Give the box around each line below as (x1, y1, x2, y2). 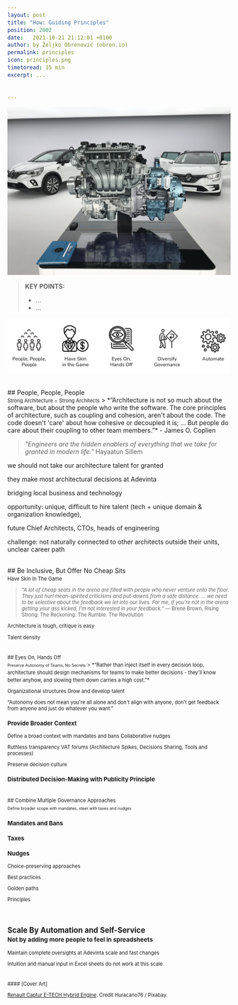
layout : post (7, 11, 46, 18)
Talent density (7, 633, 41, 641)
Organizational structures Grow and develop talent (7, 687, 125, 694)
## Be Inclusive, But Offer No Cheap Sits (7, 566, 126, 575)
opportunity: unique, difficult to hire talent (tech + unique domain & (7, 502, 203, 511)
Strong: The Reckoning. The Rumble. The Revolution (21, 611, 144, 618)
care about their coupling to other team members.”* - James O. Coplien (7, 426, 216, 434)
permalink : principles (7, 49, 74, 56)
